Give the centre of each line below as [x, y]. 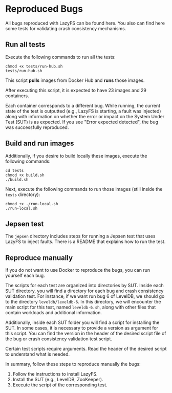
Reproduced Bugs [44, 9]
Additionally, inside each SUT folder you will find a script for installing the [82, 322]
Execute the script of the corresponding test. [60, 385]
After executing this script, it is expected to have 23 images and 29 [76, 90]
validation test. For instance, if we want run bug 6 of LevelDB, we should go [85, 296]
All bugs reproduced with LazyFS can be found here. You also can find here [85, 23]
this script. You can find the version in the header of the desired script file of [86, 334]
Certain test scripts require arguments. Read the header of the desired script [86, 349]
